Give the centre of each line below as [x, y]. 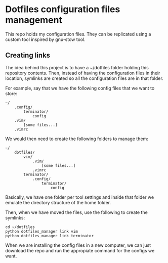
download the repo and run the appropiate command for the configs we [80, 250]
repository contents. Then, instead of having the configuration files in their [83, 73]
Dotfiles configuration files [63, 9]
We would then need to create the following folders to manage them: [77, 139]
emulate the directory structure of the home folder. [58, 202]
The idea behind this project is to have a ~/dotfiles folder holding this [77, 67]
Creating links [28, 55]
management [34, 20]
